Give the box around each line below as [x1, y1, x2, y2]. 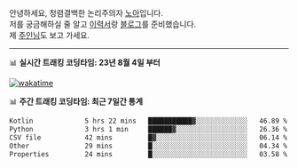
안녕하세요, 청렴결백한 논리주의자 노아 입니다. [9, 8, 164, 18]
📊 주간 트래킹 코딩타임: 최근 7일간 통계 [9, 96, 144, 107]
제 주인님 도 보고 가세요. [9, 30, 90, 40]
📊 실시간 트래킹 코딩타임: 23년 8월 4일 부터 [9, 57, 161, 68]
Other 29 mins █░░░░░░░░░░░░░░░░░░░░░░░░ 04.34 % [9, 141, 288, 150]
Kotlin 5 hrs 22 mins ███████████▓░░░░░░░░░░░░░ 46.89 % [9, 116, 288, 125]
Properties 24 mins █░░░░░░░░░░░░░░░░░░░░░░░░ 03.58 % [9, 149, 288, 158]
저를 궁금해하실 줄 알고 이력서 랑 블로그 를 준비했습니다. [9, 19, 197, 29]
